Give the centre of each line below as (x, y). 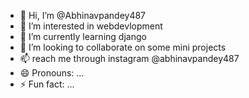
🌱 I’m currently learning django (83, 36)
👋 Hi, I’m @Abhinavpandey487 (83, 15)
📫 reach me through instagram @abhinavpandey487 (129, 58)
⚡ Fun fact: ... (47, 84)
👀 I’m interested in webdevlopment (91, 26)
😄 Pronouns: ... (52, 73)
